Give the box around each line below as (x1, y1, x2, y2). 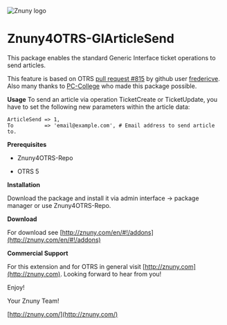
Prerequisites (7, 140, 47, 148)
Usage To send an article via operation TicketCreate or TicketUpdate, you (7, 95, 218, 103)
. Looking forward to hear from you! (60, 270, 162, 278)
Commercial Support (7, 249, 69, 257)
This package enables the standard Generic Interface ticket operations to (7, 53, 216, 62)
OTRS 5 (17, 167, 39, 175)
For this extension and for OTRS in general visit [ (7, 262, 145, 270)
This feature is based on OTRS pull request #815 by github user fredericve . (7, 74, 220, 82)
